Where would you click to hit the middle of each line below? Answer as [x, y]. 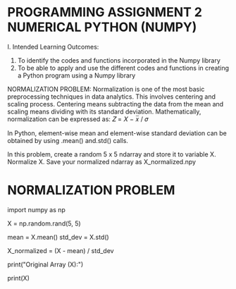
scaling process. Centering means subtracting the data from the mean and [116, 104]
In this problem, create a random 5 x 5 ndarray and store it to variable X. [112, 154]
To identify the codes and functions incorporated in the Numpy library [119, 60]
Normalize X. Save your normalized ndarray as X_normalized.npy [101, 161]
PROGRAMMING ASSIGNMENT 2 [105, 12]
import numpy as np [36, 209]
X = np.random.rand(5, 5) [44, 223]
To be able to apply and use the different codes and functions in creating [123, 68]
